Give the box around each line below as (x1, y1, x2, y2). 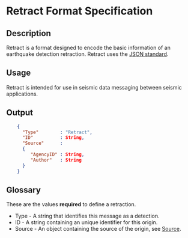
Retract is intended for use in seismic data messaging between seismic (6, 84, 182, 91)
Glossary (6, 185, 41, 195)
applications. (6, 90, 38, 97)
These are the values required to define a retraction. (6, 201, 136, 208)
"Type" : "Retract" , (22, 129, 93, 135)
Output (6, 108, 33, 118)
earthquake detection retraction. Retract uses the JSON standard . (6, 50, 169, 58)
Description (6, 28, 51, 38)
